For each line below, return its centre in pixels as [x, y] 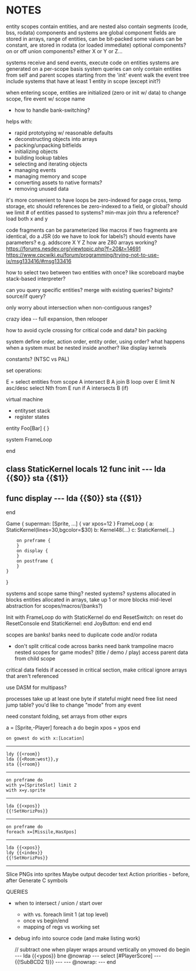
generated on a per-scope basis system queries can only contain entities [94, 68]
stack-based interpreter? [36, 278]
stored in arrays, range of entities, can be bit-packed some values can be [94, 39]
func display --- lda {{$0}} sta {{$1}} [74, 498]
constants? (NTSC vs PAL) [38, 359]
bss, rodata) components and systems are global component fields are [91, 32]
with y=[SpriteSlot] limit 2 [41, 785]
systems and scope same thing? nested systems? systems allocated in [91, 594]
